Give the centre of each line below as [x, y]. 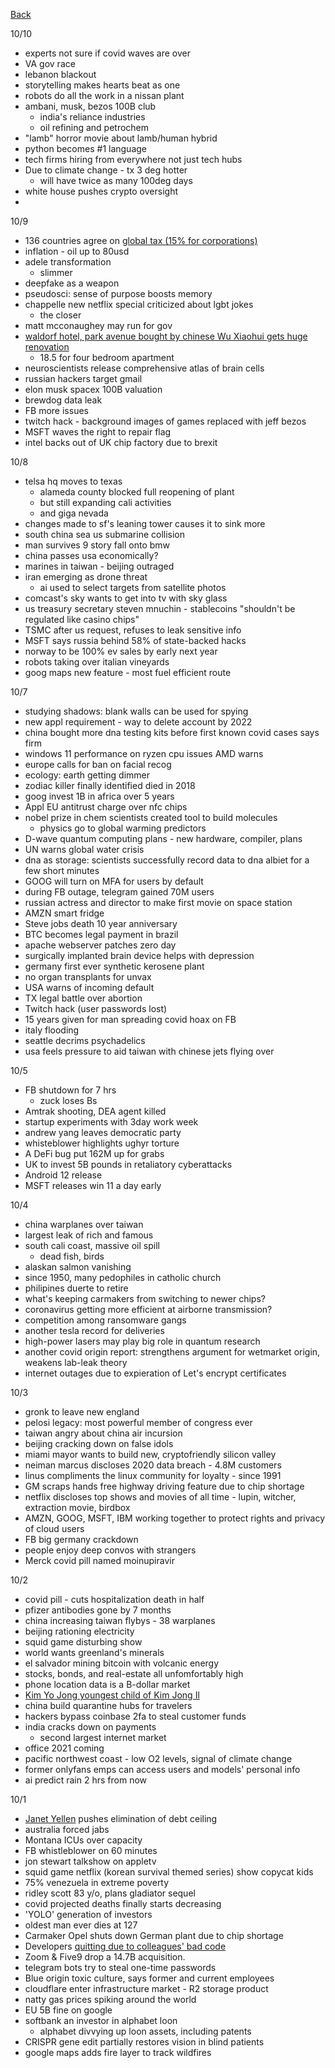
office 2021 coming [64, 1748]
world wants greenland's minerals [94, 1652]
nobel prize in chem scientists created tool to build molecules [151, 817]
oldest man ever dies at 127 [81, 1925]
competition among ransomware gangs [105, 1320]
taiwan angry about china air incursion [103, 1433]
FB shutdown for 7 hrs [70, 1090]
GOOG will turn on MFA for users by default [114, 881]
